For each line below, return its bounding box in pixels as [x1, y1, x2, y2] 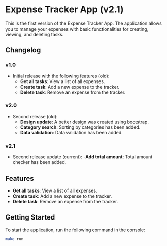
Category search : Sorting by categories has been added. [20, 124, 141, 130]
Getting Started [5, 213, 55, 222]
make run [5, 236, 24, 241]
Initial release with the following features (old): [12, 73, 110, 79]
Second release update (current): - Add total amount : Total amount [12, 154, 153, 160]
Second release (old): [12, 113, 58, 119]
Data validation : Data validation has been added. [20, 129, 123, 135]
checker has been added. [12, 159, 66, 166]
